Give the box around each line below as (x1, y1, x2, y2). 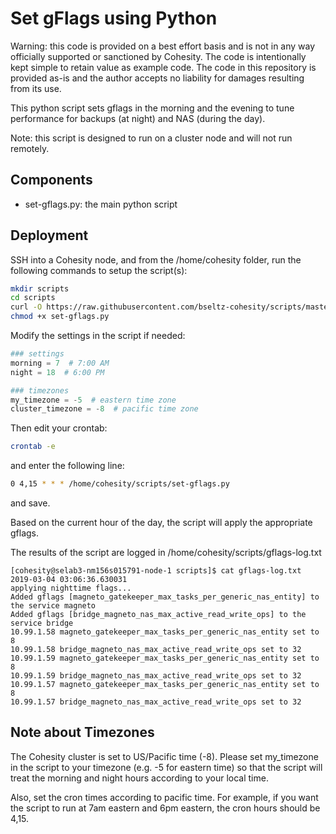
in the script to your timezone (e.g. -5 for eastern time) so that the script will (10, 761, 323, 773)
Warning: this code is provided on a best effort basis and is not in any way (10, 40, 316, 52)
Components (10, 172, 93, 189)
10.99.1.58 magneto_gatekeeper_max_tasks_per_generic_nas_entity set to (10, 627, 320, 637)
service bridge (10, 618, 74, 629)
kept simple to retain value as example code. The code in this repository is (10, 61, 317, 73)
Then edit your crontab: (10, 422, 108, 434)
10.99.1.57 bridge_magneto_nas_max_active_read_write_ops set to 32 (10, 697, 302, 707)
